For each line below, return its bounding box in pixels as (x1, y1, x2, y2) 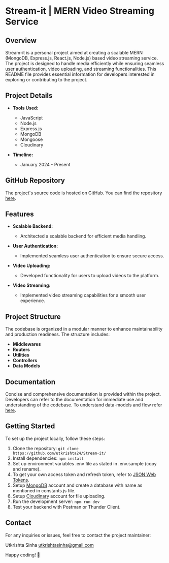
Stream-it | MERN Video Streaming (5, 5, 155, 17)
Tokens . (12, 477, 29, 483)
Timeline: (12, 152, 33, 158)
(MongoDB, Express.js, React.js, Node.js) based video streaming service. (5, 55, 158, 61)
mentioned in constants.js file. (12, 487, 76, 493)
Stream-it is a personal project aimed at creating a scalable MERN (5, 50, 143, 55)
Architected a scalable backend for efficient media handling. (20, 233, 146, 239)
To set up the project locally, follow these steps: (5, 435, 106, 441)
